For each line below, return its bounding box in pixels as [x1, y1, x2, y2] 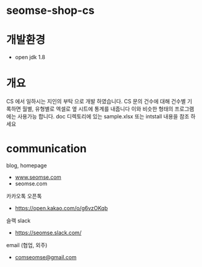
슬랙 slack [6, 217, 31, 224]
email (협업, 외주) [6, 242, 48, 248]
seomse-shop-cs [6, 4, 95, 18]
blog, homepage [6, 162, 47, 169]
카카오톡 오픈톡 [6, 193, 42, 199]
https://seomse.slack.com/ [14, 229, 82, 236]
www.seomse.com [14, 173, 62, 181]
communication [6, 142, 87, 156]
